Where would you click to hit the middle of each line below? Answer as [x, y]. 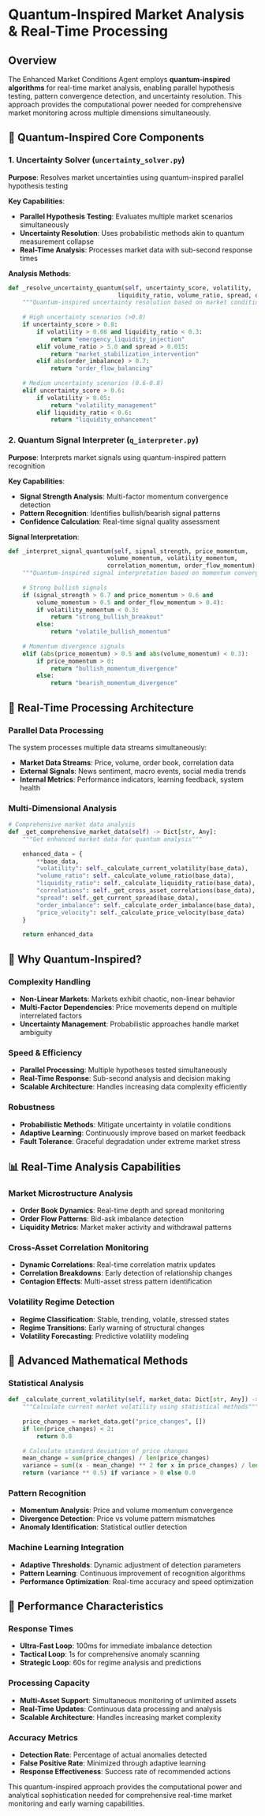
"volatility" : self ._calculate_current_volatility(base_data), [142, 869]
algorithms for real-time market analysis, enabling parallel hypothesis [121, 88]
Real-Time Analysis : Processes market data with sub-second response [136, 249]
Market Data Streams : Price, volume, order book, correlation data [127, 762]
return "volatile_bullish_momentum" [110, 632]
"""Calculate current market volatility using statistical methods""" [141, 1407]
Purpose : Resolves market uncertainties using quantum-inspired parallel [126, 177]
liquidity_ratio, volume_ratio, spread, [185, 295]
